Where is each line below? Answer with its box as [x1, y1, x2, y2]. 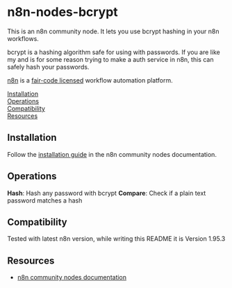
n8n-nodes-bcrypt [7, 4, 118, 20]
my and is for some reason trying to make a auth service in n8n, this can [7, 55, 214, 63]
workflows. [7, 34, 40, 42]
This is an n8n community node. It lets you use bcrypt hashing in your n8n [7, 27, 219, 35]
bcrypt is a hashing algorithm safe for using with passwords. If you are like [7, 48, 220, 56]
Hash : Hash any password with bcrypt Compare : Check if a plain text [7, 189, 206, 197]
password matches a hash [7, 196, 83, 205]
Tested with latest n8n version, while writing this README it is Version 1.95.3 [7, 235, 226, 243]
